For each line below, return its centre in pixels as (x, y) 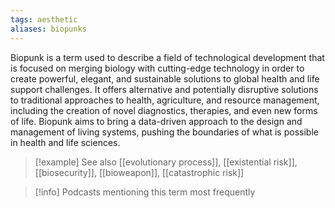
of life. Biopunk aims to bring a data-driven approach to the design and (156, 121)
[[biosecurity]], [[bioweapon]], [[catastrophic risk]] (139, 172)
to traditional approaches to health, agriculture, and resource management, (165, 100)
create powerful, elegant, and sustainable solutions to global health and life (165, 78)
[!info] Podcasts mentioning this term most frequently (145, 192)
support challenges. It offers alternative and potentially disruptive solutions (164, 89)
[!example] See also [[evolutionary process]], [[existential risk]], (166, 162)
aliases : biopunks (48, 29)
